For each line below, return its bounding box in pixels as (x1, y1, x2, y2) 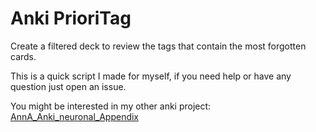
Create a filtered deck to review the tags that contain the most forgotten (10, 40, 307, 52)
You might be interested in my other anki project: (10, 100, 212, 112)
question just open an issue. (10, 80, 127, 92)
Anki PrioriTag (10, 7, 132, 30)
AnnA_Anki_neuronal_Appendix (10, 110, 140, 122)
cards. (10, 50, 37, 62)
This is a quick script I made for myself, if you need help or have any (10, 70, 292, 82)
